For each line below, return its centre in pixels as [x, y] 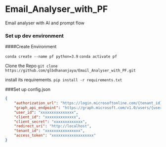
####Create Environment [31, 47]
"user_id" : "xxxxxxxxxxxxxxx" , [46, 112]
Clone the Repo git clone [31, 66]
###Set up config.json [28, 89]
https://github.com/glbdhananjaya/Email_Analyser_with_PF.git [70, 71]
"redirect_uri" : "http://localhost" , [53, 126]
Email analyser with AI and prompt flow [45, 23]
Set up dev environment [35, 36]
